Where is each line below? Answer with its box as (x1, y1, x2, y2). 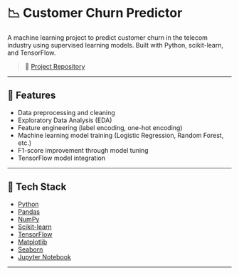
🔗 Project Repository (24, 62, 85, 70)
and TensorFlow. (7, 48, 56, 57)
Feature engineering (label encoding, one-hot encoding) (17, 123, 183, 131)
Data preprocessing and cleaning (17, 108, 115, 117)
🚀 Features (7, 90, 56, 102)
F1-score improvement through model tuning (17, 146, 149, 154)
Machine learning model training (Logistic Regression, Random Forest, (17, 131, 224, 139)
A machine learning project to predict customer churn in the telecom (7, 33, 208, 42)
